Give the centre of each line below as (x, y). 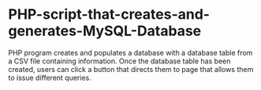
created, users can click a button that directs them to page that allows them (131, 69)
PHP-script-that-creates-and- (109, 14)
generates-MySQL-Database (105, 31)
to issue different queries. (50, 77)
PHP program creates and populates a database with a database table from (130, 52)
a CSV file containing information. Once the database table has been (119, 61)
